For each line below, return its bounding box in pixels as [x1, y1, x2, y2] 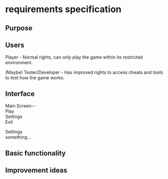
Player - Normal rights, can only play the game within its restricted [5, 54, 143, 60]
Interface [5, 89, 35, 98]
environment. [5, 60, 33, 66]
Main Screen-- [5, 103, 36, 109]
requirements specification [5, 4, 122, 15]
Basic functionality [5, 149, 66, 157]
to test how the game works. [5, 75, 65, 81]
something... [5, 134, 31, 140]
